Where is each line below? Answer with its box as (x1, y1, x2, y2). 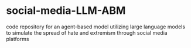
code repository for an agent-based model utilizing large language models (6, 23, 186, 30)
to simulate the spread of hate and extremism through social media (6, 29, 168, 36)
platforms (6, 35, 29, 42)
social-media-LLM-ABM (6, 4, 126, 17)
